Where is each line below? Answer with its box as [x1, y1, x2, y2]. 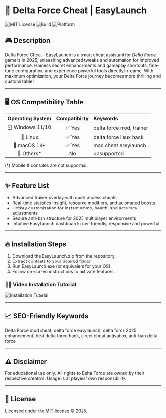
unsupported [93, 150, 124, 157]
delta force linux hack [93, 134, 144, 141]
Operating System [7, 115, 52, 122]
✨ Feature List [5, 181, 49, 190]
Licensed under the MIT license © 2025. [5, 408, 87, 414]
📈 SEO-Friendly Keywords [5, 312, 89, 320]
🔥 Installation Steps [5, 240, 67, 248]
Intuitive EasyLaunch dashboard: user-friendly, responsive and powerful [12, 221, 160, 227]
